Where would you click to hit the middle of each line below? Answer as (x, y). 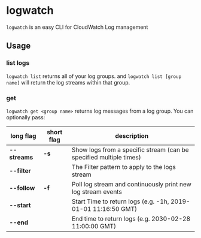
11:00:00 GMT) (94, 226)
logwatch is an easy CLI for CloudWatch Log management (77, 27)
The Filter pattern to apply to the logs (124, 167)
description (132, 135)
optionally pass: (26, 117)
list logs (18, 63)
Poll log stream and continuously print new (131, 184)
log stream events (97, 191)
